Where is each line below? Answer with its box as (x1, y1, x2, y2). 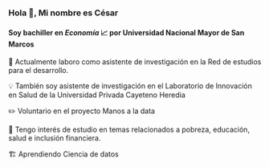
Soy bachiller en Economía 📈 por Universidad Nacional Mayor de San (8, 27, 245, 37)
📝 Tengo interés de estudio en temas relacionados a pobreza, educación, (8, 124, 251, 135)
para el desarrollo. (8, 66, 69, 75)
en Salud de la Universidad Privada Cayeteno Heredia (8, 90, 186, 100)
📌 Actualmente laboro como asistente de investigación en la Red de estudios (8, 57, 262, 67)
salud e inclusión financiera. (8, 133, 101, 143)
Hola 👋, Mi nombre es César (8, 7, 119, 18)
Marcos (8, 39, 35, 49)
